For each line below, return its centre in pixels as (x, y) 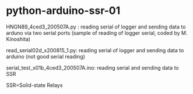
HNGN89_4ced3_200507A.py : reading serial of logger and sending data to (96, 27)
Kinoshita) (18, 39)
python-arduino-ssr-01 (63, 11)
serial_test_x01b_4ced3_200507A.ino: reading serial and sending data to (92, 67)
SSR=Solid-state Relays (34, 85)
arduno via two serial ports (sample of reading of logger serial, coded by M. (97, 32)
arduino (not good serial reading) (46, 56)
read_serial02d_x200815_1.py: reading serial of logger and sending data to (95, 50)
